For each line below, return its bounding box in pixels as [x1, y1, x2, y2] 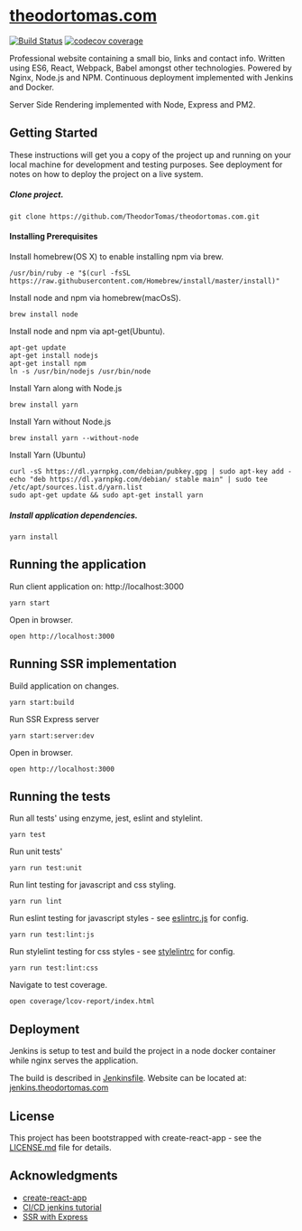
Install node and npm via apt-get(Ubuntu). [9, 325, 165, 336]
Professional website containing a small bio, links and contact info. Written [9, 52, 286, 63]
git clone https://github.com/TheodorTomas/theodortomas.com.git [9, 211, 260, 221]
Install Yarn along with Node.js [9, 382, 123, 393]
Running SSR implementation [9, 656, 178, 672]
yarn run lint [9, 897, 63, 907]
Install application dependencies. [9, 510, 138, 521]
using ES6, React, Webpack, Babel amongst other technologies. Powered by [9, 62, 293, 73]
